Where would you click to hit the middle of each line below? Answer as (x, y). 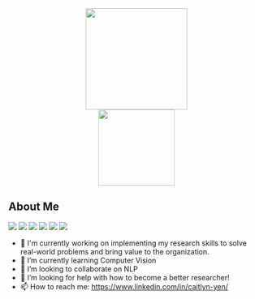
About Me (34, 207)
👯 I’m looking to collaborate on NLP (79, 269)
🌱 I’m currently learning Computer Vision (88, 260)
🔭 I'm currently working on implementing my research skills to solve (134, 243)
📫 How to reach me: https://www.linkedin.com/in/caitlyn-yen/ (124, 286)
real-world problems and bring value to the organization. (115, 251)
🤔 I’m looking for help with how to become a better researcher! (125, 277)
